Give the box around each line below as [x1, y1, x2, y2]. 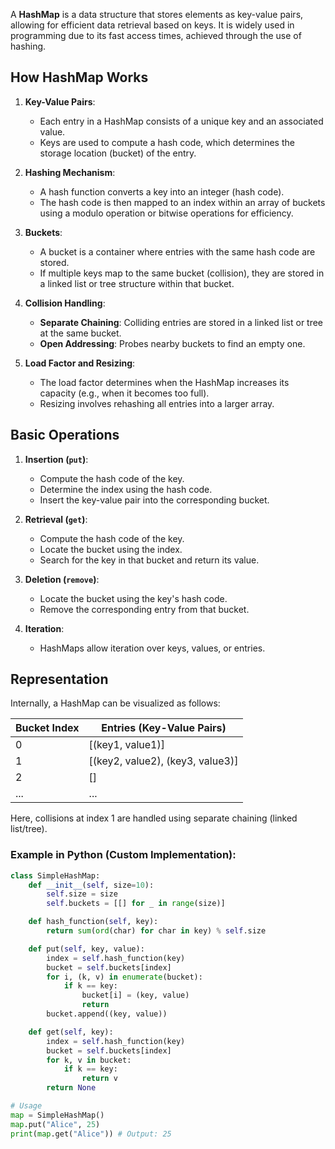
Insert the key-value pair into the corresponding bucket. [39, 494, 270, 506]
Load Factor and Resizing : [24, 357, 136, 369]
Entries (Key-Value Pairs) [101, 721, 227, 735]
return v [81, 1074, 118, 1084]
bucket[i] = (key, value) [81, 990, 190, 1001]
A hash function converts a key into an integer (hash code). [39, 185, 285, 198]
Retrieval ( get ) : [24, 513, 88, 525]
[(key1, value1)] [88, 738, 165, 752]
